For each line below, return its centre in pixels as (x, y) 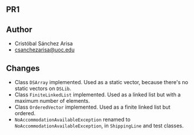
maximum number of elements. (52, 101)
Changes (23, 68)
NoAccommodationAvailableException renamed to (72, 120)
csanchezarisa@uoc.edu (45, 50)
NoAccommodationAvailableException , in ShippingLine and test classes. (99, 126)
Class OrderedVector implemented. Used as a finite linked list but (93, 107)
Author (19, 30)
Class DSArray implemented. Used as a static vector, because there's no (101, 82)
